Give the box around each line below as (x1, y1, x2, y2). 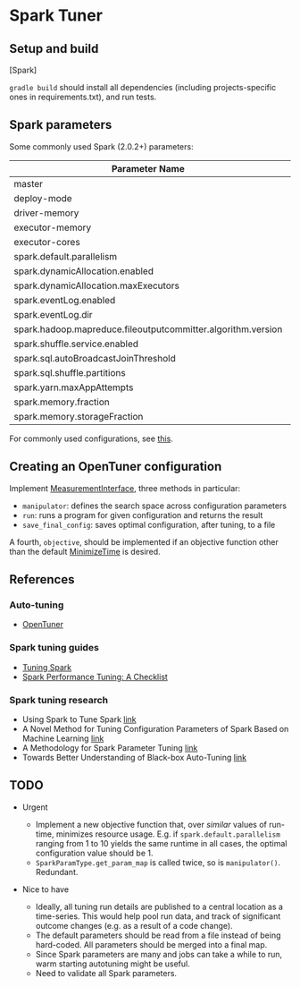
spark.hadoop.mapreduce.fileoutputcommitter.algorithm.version (13, 323, 283, 336)
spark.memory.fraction (13, 396, 110, 408)
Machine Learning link (21, 733, 104, 744)
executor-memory (13, 221, 92, 234)
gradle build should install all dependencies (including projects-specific (9, 82, 277, 92)
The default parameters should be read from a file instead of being (35, 930, 281, 940)
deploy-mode (13, 191, 73, 204)
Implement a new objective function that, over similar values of (35, 819, 268, 830)
